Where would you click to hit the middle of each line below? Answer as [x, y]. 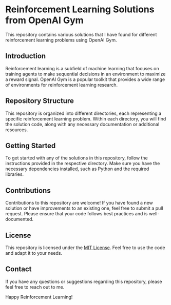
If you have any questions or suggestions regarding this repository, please [84, 281]
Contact [18, 269]
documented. [20, 219]
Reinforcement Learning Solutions [80, 9]
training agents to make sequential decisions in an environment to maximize [85, 74]
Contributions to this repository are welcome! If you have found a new [79, 203]
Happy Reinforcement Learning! [39, 297]
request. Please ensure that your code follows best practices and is [77, 214]
